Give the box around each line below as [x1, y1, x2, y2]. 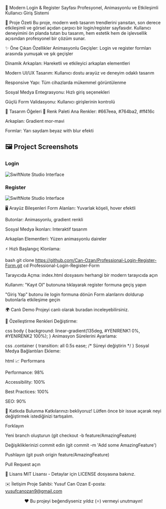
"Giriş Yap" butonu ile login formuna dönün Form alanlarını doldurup [5, 291, 144, 297]
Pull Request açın [5, 461, 41, 467]
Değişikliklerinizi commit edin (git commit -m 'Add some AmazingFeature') [5, 442, 157, 448]
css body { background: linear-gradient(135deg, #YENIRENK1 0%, [5, 328, 140, 334]
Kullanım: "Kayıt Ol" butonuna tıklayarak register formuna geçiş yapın [5, 281, 147, 288]
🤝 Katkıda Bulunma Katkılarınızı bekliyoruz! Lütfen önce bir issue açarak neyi [5, 408, 162, 414]
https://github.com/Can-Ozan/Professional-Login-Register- [35, 257, 157, 263]
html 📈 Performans [5, 358, 45, 364]
